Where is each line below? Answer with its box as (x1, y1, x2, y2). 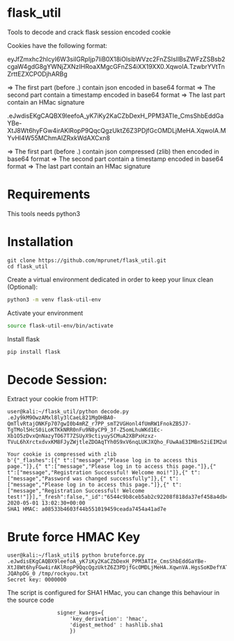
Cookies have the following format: (7, 41, 108, 49)
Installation (7, 234, 74, 250)
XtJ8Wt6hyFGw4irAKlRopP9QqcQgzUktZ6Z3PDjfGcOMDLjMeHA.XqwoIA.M (7, 126, 226, 134)
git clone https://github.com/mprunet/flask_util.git (7, 256, 167, 264)
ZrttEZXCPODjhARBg (7, 70, 68, 78)
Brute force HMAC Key (7, 529, 141, 545)
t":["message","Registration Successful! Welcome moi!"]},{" (7, 469, 189, 477)
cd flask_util (7, 263, 49, 270)
